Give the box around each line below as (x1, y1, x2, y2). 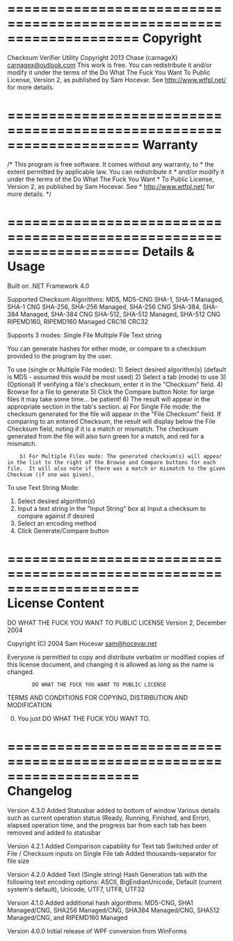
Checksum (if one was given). (7, 471, 95, 478)
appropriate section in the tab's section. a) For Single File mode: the (7, 402, 202, 411)
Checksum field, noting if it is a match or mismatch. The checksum (7, 424, 198, 433)
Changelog (7, 783, 72, 799)
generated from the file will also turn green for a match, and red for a (7, 431, 204, 440)
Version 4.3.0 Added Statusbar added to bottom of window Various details (7, 806, 220, 814)
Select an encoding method (17, 519, 97, 527)
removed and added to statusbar (7, 828, 101, 836)
